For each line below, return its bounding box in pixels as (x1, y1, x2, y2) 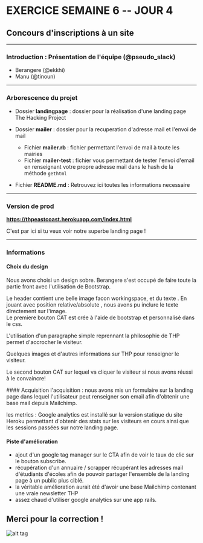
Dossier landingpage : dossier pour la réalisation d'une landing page (14, 107, 186, 115)
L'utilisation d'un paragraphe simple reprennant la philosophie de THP (6, 332, 180, 339)
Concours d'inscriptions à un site (6, 28, 134, 38)
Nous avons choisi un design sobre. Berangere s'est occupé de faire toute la (6, 276, 197, 284)
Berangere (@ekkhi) (14, 67, 65, 74)
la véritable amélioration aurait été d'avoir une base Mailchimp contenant (14, 483, 196, 490)
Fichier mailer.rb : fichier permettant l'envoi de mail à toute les (24, 143, 180, 151)
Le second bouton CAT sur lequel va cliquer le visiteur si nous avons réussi (6, 368, 193, 376)
